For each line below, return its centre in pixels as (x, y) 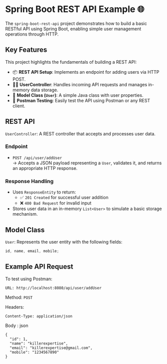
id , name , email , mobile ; (32, 251)
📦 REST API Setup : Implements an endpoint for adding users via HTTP (86, 72)
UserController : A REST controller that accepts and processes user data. (80, 133)
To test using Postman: (29, 279)
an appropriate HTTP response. (45, 168)
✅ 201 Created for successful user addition (64, 198)
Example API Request (39, 267)
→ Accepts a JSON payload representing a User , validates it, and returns (87, 163)
